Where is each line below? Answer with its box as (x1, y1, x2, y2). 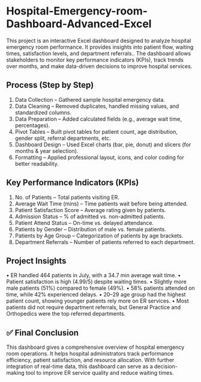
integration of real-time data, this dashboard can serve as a (6, 363, 153, 370)
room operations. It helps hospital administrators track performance (6, 350, 174, 357)
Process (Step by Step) (6, 80, 94, 90)
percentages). (14, 122, 50, 129)
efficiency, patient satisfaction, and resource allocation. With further (6, 357, 175, 364)
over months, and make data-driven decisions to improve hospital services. (6, 62, 193, 70)
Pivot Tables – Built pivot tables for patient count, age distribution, (14, 128, 178, 135)
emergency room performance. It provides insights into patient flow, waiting (6, 43, 194, 51)
